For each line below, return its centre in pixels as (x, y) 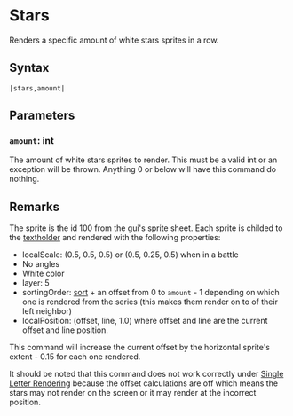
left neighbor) (47, 311)
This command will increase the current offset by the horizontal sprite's (140, 348)
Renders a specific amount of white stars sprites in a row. (114, 40)
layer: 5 (36, 283)
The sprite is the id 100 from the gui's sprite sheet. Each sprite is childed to (146, 228)
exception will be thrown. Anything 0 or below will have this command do (143, 169)
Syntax (29, 68)
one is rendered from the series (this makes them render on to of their (150, 302)
